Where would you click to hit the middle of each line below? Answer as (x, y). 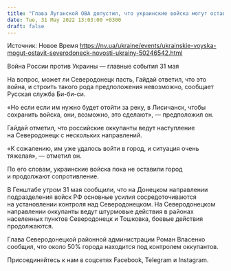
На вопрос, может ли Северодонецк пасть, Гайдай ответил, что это (107, 80)
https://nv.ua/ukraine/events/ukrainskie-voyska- (148, 46)
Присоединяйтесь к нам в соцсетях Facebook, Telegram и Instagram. (108, 260)
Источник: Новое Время (43, 46)
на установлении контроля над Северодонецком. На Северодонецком (111, 204)
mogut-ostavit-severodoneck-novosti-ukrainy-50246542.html (95, 53)
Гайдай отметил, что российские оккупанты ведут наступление (101, 128)
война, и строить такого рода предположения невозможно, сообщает (111, 87)
